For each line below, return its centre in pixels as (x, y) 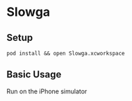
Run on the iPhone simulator (47, 91)
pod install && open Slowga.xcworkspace (66, 53)
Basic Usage (34, 74)
